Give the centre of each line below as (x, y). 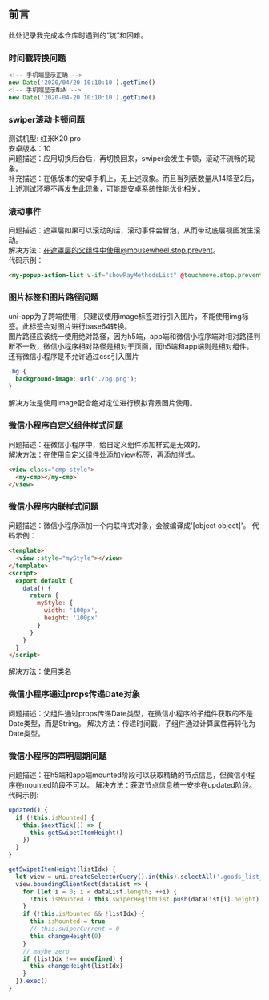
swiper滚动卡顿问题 (47, 119)
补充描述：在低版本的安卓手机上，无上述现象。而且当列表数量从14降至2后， (133, 178)
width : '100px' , (71, 611)
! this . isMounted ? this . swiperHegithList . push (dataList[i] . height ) (145, 899)
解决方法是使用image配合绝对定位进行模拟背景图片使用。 (103, 403)
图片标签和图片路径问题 (53, 297)
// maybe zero (46, 951)
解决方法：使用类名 (40, 671)
